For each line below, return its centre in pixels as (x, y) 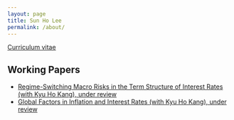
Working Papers (44, 69)
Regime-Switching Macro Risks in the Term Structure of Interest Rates (120, 87)
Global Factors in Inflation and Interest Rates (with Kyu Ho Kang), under (122, 102)
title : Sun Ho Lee (34, 21)
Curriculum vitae (32, 48)
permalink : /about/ (36, 27)
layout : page (27, 14)
